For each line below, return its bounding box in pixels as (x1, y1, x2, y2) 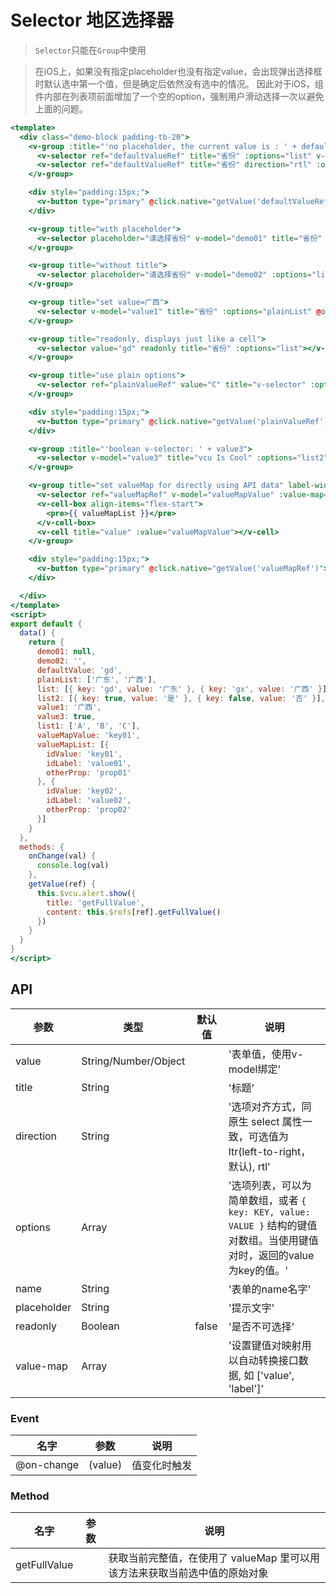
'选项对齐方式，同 (228, 1099, 312, 1113)
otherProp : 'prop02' (46, 805, 132, 815)
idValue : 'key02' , (46, 786, 123, 796)
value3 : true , (36, 712, 97, 722)
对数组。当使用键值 (228, 1233, 319, 1247)
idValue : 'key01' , (46, 749, 123, 759)
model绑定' (228, 1062, 282, 1076)
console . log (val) (36, 861, 110, 871)
